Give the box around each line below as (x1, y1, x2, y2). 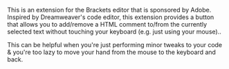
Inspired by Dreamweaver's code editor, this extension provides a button (7, 13, 214, 21)
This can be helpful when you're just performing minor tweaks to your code (7, 41, 223, 49)
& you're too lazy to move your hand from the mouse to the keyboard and (7, 48, 217, 56)
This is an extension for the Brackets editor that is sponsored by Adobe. (7, 6, 212, 14)
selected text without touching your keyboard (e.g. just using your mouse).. (7, 27, 221, 36)
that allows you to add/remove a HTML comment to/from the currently (7, 20, 208, 28)
